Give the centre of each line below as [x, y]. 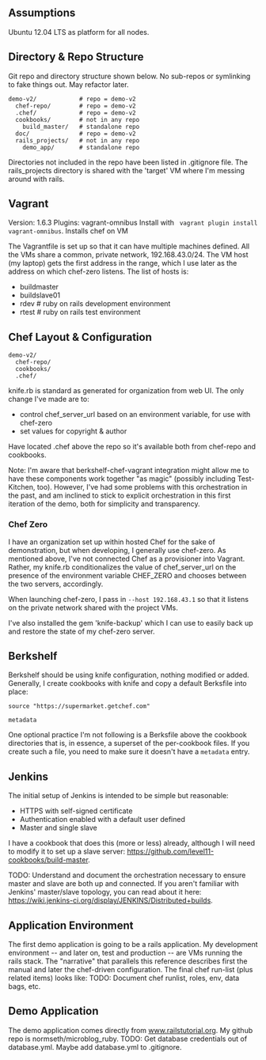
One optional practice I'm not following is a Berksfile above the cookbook [127, 735]
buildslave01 [40, 295]
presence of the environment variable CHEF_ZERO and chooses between [127, 575]
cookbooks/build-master [48, 860]
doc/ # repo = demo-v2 [76, 134]
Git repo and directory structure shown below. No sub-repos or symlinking [129, 76]
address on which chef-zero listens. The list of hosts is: [99, 271]
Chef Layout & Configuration [80, 337]
